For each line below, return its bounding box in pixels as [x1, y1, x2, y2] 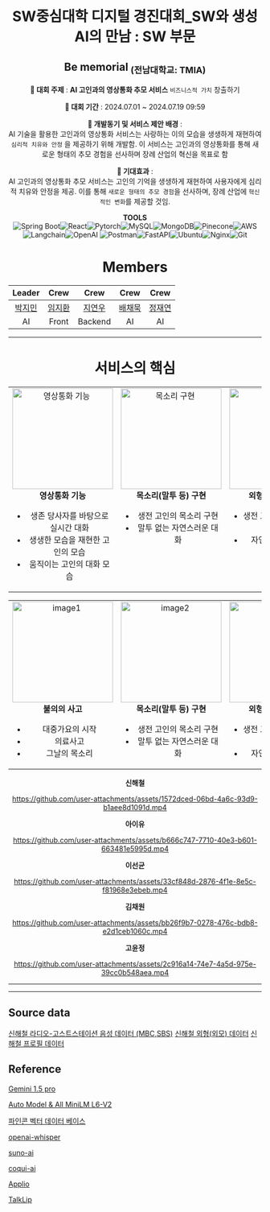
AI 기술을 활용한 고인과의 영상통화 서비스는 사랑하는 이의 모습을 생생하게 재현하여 [8, 130, 262, 139]
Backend [77, 316, 111, 327]
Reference [8, 1062, 62, 1076]
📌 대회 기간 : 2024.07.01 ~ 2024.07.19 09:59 [64, 102, 206, 112]
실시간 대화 [49, 523, 90, 534]
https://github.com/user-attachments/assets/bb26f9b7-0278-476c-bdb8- [11, 918, 259, 928]
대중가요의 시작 [42, 724, 97, 735]
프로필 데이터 [22, 1038, 64, 1048]
